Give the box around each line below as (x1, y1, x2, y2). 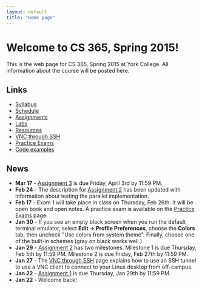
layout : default (6, 8, 47, 15)
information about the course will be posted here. (6, 67, 130, 75)
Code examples (15, 146, 55, 153)
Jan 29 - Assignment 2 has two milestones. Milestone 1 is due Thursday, (15, 244, 197, 252)
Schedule (15, 107, 39, 115)
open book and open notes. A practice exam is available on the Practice (15, 206, 195, 213)
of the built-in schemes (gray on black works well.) (15, 238, 143, 245)
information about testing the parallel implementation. (15, 192, 149, 200)
